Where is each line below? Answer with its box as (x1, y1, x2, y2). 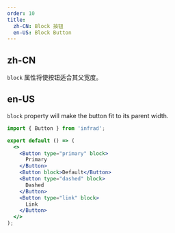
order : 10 (7, 10, 36, 17)
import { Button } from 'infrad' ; (7, 124, 106, 132)
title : (7, 16, 26, 23)
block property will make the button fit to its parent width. (7, 111, 169, 120)
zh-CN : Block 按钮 (13, 23, 64, 29)
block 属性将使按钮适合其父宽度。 (7, 73, 103, 82)
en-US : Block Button (13, 29, 72, 36)
